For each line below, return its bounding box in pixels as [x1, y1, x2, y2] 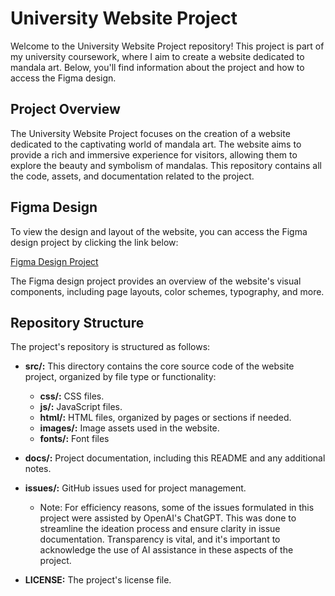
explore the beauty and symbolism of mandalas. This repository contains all [10, 159, 322, 171]
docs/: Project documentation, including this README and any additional [24, 452, 326, 464]
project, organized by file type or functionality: [24, 371, 217, 383]
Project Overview [10, 101, 121, 118]
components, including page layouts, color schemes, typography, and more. [10, 285, 325, 297]
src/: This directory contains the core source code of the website [24, 360, 295, 372]
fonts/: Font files [39, 433, 110, 445]
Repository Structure [10, 314, 145, 331]
